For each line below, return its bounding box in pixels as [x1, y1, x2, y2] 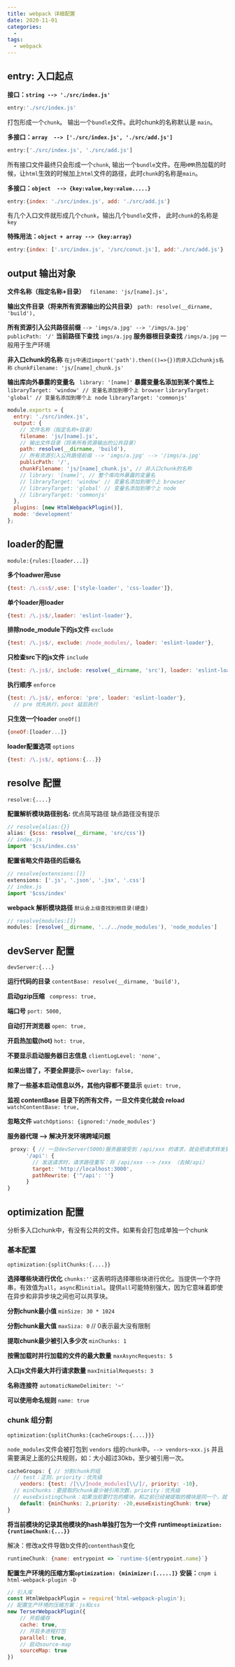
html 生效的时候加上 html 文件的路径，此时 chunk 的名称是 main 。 [25, 169, 201, 177]
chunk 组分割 [7, 1415, 52, 1425]
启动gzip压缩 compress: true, [7, 992, 97, 1001]
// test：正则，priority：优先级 [13, 1474, 103, 1481]
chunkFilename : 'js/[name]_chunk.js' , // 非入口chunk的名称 [20, 465, 192, 472]
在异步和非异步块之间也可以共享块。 [7, 1292, 112, 1300]
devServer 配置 [7, 945, 75, 957]
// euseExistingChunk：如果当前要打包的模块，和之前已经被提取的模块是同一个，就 [13, 1493, 227, 1501]
